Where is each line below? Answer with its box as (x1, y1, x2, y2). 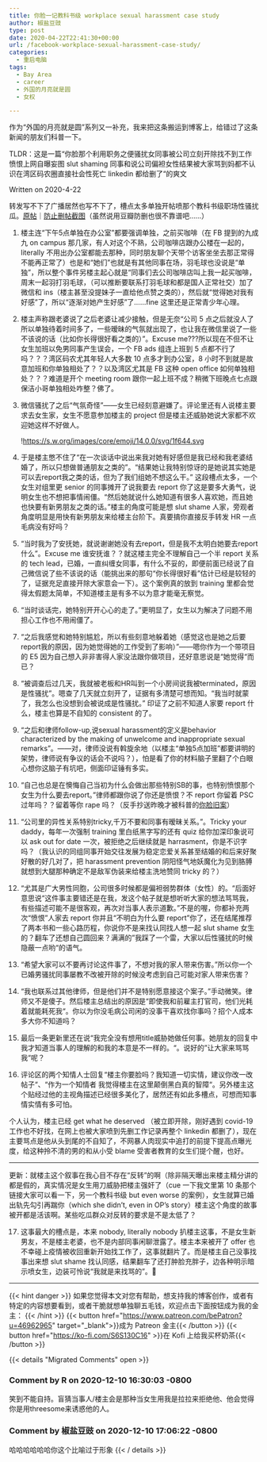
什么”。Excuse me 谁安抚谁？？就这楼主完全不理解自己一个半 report (20, 549, 244, 558)
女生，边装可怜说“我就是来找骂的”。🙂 (34, 1267, 157, 1276)
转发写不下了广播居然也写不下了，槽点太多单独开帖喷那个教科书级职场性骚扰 (9, 201, 259, 211)
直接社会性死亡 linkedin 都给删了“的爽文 (57, 169, 187, 178)
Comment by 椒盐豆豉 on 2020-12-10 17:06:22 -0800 (9, 1426, 218, 1437)
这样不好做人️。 (34, 420, 84, 430)
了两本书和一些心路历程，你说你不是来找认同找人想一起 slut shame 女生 (20, 923, 255, 933)
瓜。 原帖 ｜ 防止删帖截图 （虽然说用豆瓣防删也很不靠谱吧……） (9, 211, 209, 221)
